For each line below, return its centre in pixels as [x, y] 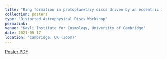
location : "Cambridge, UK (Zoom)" [41, 38]
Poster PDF [17, 51]
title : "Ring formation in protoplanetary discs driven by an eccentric [82, 10]
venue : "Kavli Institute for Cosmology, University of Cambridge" [75, 28]
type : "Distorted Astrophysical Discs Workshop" [56, 19]
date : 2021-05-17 [23, 33]
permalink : [16, 24]
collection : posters [27, 14]
